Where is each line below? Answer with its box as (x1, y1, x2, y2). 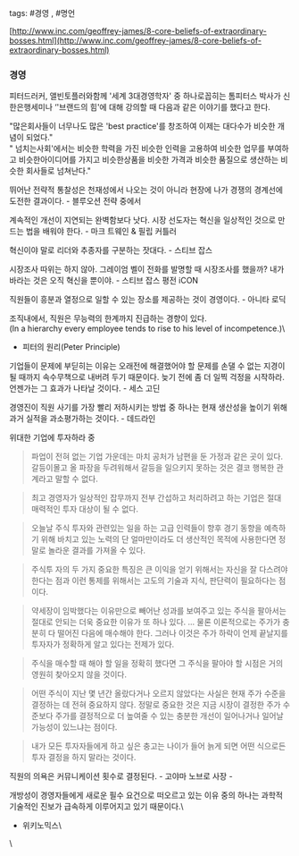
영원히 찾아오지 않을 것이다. (30, 669, 128, 680)
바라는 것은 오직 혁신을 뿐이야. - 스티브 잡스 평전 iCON (9, 275, 199, 286)
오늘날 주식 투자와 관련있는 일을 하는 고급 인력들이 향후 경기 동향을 (30, 522, 262, 534)
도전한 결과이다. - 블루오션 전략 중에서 (9, 196, 142, 207)
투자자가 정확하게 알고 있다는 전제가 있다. (30, 639, 175, 650)
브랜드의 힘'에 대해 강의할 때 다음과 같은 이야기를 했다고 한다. (59, 102, 270, 113)
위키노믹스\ (21, 820, 62, 831)
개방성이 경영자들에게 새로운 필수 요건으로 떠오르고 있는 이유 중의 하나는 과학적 (9, 790, 284, 801)
